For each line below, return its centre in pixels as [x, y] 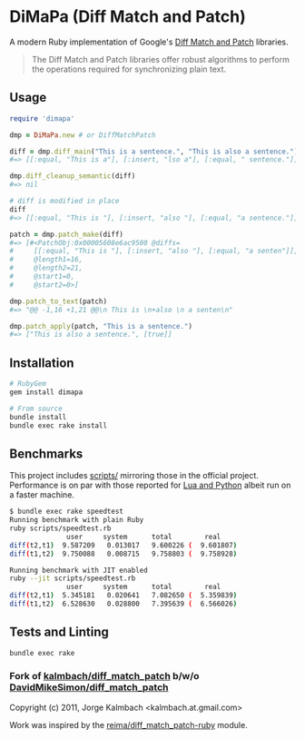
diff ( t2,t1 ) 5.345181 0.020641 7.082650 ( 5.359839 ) [123, 596]
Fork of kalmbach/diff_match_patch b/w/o [104, 676]
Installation [42, 363]
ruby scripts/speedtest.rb [60, 528]
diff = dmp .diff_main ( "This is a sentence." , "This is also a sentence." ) [154, 152]
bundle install [38, 417]
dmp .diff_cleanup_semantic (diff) [73, 176]
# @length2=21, [46, 268]
